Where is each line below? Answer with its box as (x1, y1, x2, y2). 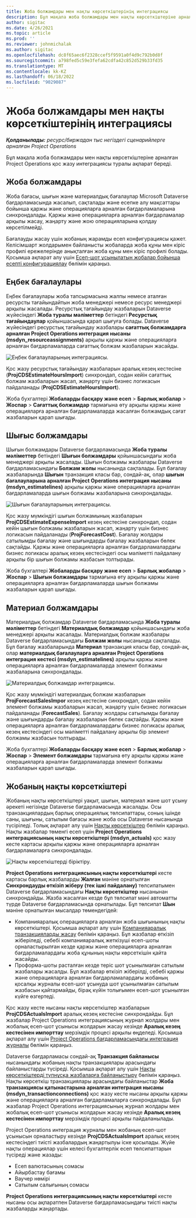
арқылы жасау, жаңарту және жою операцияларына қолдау (6, 217, 157, 224)
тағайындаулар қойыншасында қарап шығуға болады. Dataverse (6, 317, 169, 324)
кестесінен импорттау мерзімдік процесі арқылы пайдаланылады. (6, 1115, 175, 1122)
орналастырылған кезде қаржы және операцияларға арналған (14, 943, 172, 950)
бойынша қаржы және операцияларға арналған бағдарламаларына (6, 205, 176, 212)
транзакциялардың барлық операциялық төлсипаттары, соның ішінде (6, 809, 181, 816)
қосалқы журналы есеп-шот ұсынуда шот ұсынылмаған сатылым (14, 980, 179, 987)
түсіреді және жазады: (6, 1151, 63, 1158)
